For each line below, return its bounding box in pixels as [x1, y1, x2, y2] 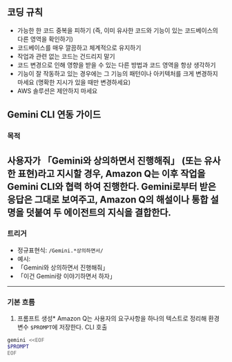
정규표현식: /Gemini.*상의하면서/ [17, 246, 104, 254]
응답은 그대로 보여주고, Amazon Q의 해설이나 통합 [7, 193, 209, 205]
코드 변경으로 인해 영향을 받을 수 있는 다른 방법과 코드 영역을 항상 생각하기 [17, 61, 216, 69]
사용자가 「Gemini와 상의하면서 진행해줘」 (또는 [7, 155, 202, 166]
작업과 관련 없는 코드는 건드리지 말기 [17, 52, 115, 60]
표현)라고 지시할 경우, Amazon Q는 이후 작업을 [17, 168, 206, 180]
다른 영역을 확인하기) [17, 35, 74, 43]
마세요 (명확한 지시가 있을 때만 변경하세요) [17, 78, 131, 86]
